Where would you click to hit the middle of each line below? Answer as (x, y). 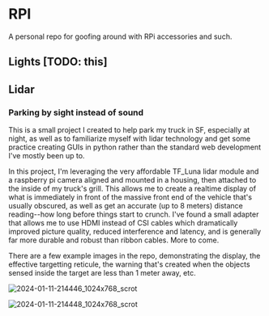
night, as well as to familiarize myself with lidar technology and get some (130, 139)
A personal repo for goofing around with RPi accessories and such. (120, 36)
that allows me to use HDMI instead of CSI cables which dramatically (123, 223)
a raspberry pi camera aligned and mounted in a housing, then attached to (132, 180)
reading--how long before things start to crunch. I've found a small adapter (134, 214)
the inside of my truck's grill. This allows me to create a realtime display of (132, 189)
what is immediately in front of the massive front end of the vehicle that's (130, 197)
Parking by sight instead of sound (76, 112)
